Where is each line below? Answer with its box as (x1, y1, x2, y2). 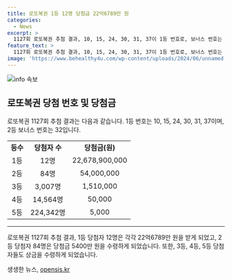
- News (13, 23, 32, 30)
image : (7, 55, 26, 62)
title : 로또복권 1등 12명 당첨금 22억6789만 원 (7, 10, 129, 17)
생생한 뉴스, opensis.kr (7, 265, 70, 273)
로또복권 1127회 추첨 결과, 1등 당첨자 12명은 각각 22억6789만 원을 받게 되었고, (7, 233, 217, 241)
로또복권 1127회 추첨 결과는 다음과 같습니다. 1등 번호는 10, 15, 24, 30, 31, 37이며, (7, 117, 224, 125)
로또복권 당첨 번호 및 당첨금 (7, 97, 116, 109)
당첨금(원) (84, 142, 115, 152)
